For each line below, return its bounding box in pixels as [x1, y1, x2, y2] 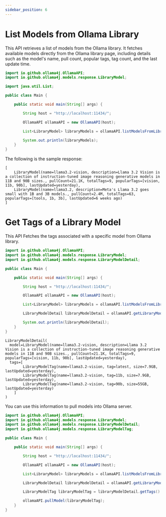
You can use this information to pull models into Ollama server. [5, 403, 132, 409]
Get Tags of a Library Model [5, 217, 121, 228]
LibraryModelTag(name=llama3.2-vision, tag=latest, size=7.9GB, [23, 364, 158, 369]
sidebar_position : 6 [5, 7, 48, 12]
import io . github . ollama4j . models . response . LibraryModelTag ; [5, 427, 134, 432]
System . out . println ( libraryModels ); [23, 137, 98, 143]
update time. [5, 61, 31, 67]
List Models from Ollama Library [5, 28, 139, 40]
